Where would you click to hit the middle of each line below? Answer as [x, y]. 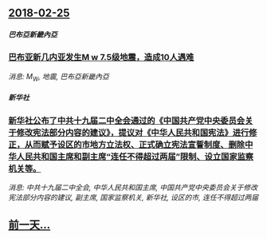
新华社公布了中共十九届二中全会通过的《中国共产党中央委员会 [127, 121]
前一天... [29, 225]
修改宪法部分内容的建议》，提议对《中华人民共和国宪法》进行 [133, 133]
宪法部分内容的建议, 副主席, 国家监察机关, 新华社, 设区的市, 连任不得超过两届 [133, 197]
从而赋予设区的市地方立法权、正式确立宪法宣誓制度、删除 [135, 145]
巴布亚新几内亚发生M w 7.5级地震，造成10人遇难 [101, 58]
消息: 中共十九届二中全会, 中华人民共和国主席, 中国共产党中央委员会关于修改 [133, 187]
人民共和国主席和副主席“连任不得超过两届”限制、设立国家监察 [135, 157]
